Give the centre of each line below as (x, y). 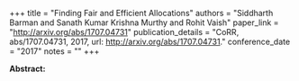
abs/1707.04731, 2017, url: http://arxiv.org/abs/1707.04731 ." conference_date (150, 41)
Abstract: (27, 68)
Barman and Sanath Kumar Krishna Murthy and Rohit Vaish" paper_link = (144, 22)
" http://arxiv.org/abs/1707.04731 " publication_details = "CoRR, (124, 32)
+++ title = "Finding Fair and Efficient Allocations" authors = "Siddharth (141, 13)
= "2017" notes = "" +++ (54, 51)
